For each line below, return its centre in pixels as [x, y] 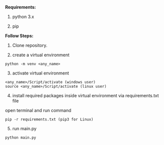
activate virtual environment [41, 73]
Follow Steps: [19, 36]
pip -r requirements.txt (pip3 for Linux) [49, 119]
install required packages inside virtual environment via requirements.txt [85, 95]
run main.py [24, 128]
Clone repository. [30, 45]
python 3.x [23, 17]
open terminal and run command [38, 110]
